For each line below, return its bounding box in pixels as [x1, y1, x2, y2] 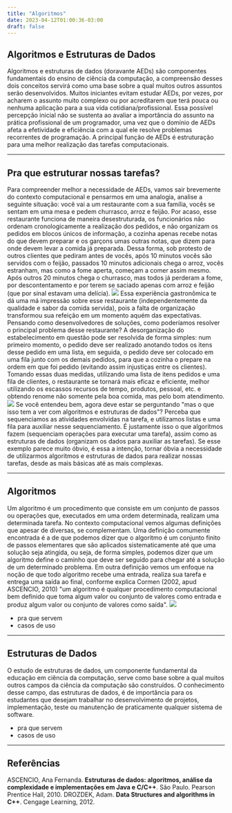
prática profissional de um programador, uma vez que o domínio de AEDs [7, 118, 216, 127]
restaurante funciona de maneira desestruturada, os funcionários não [7, 215, 205, 223]
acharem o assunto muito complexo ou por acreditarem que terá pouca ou [7, 96, 219, 104]
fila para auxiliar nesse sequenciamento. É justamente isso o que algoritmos [7, 423, 223, 430]
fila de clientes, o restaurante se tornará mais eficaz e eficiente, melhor [7, 378, 210, 385]
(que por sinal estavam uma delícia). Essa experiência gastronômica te [7, 289, 217, 298]
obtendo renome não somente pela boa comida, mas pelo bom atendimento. [7, 392, 225, 400]
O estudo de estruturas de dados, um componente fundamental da [7, 666, 197, 675]
